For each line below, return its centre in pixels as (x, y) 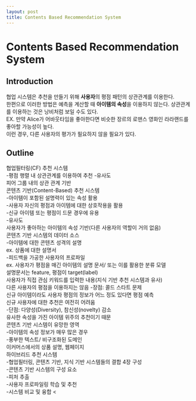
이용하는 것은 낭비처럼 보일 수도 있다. (55, 112)
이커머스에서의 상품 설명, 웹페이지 (45, 347)
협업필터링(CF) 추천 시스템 (37, 168)
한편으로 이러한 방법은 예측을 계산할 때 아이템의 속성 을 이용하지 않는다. (88, 104)
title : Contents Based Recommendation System (63, 17)
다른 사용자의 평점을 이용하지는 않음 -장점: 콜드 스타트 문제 (74, 288)
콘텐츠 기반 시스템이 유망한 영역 (43, 325)
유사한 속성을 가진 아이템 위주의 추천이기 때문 (59, 317)
